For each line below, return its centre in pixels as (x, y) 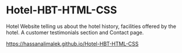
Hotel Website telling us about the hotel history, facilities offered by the (91, 26)
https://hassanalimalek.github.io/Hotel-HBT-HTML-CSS (72, 44)
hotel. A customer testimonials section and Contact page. (75, 32)
